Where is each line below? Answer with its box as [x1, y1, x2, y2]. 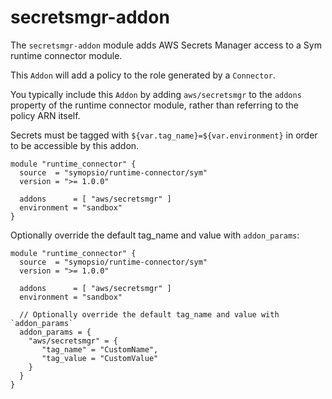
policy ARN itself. [10, 109, 81, 121]
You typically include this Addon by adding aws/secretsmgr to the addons [10, 88, 302, 100]
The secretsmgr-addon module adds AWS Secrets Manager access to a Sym [10, 39, 322, 51]
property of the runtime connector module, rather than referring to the [10, 99, 299, 111]
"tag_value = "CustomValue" [41, 353, 159, 363]
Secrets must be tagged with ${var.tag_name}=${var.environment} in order [10, 129, 318, 141]
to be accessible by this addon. [10, 139, 140, 151]
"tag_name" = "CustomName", [41, 344, 159, 355]
